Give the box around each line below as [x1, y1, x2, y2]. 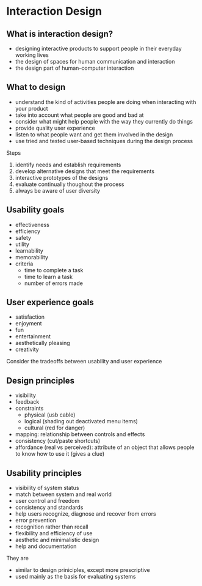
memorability [15, 253, 49, 261]
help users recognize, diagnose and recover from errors [15, 510, 157, 517]
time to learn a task [24, 273, 73, 280]
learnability [15, 247, 44, 254]
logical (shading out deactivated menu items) [24, 418, 139, 425]
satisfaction [15, 313, 45, 321]
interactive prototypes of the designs [15, 174, 109, 181]
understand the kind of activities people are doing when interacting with [15, 98, 197, 105]
